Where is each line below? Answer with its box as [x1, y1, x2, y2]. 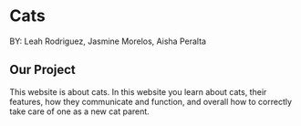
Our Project [9, 62, 76, 78]
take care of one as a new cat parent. [9, 106, 150, 117]
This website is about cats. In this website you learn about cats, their [9, 86, 267, 97]
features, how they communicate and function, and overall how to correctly [9, 96, 293, 107]
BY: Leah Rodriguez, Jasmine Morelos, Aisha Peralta [9, 36, 207, 47]
